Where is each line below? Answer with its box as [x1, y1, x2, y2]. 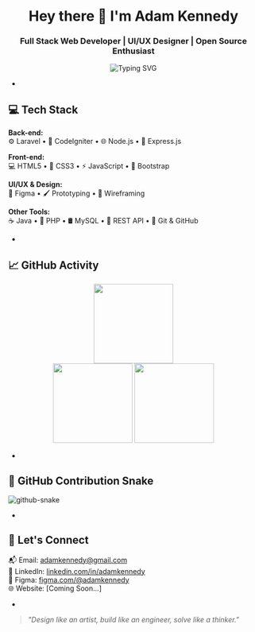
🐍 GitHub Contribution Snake [8, 474, 154, 487]
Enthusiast [112, 45, 155, 56]
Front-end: [8, 153, 45, 162]
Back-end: [8, 128, 44, 138]
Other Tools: [8, 207, 50, 217]
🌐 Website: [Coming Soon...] [8, 584, 102, 593]
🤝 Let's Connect [8, 533, 89, 547]
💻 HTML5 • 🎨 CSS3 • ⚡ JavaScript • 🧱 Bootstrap [8, 161, 170, 171]
